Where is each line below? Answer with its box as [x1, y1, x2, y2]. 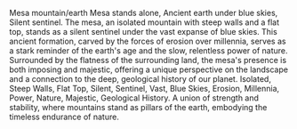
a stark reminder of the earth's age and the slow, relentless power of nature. [9, 45, 288, 56]
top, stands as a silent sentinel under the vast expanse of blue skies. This [9, 27, 277, 36]
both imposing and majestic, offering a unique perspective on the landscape [9, 64, 289, 75]
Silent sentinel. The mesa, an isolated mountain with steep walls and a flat [9, 17, 280, 28]
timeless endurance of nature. [9, 111, 120, 122]
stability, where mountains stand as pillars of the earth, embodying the [9, 102, 268, 112]
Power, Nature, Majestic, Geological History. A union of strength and [9, 93, 260, 103]
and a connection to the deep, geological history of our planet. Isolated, [9, 74, 271, 84]
